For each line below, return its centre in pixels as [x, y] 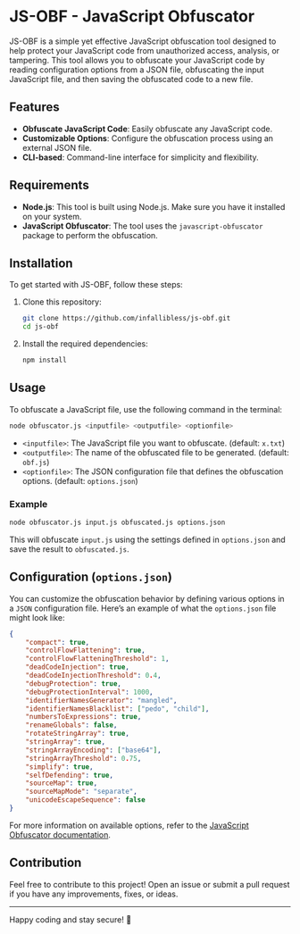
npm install [44, 360]
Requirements [49, 185]
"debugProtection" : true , [74, 684]
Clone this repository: [62, 302]
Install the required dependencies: [85, 344]
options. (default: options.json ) [80, 480]
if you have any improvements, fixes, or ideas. [94, 894]
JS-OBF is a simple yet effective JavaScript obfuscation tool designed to [143, 41]
